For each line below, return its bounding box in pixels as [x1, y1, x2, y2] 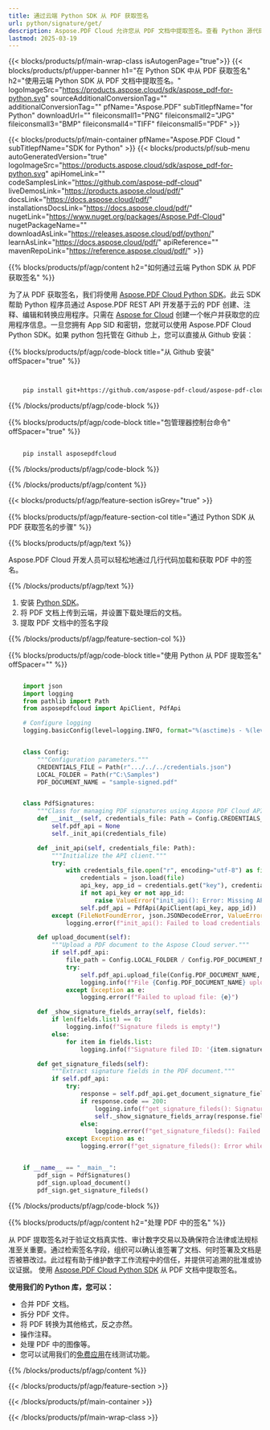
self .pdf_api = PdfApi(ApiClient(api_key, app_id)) [80, 903, 257, 912]
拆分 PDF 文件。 [19, 1309, 74, 1319]
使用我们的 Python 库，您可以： [8, 1282, 114, 1292]
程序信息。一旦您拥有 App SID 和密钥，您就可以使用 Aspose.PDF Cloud [14, 320, 252, 330]
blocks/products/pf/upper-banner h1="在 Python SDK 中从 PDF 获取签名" [8, 66, 251, 76]
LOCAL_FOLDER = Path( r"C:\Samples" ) [37, 771, 160, 779]
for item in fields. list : [65, 1038, 153, 1046]
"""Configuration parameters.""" [37, 755, 149, 763]
